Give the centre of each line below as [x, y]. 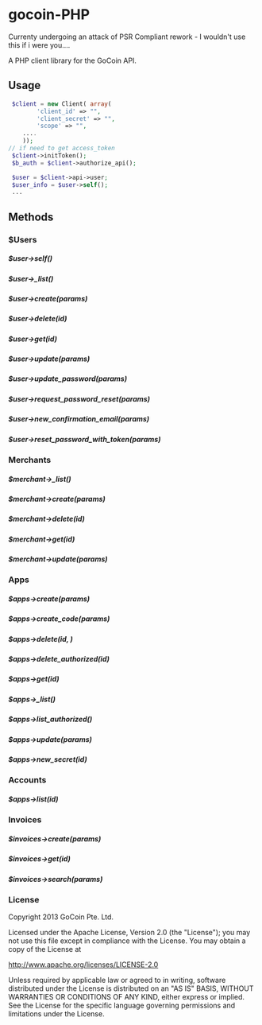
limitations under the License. [56, 1014]
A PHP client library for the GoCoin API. [73, 60]
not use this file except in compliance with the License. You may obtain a [127, 941]
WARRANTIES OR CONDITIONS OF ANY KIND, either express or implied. [126, 997]
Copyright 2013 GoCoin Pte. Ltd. [61, 917]
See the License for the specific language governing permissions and [122, 1006]
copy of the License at [45, 949]
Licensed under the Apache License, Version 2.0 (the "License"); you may [129, 933]
